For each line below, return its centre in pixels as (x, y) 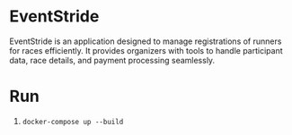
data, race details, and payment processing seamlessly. (112, 60)
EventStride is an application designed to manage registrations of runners (146, 41)
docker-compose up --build (73, 122)
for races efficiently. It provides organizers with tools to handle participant (146, 50)
